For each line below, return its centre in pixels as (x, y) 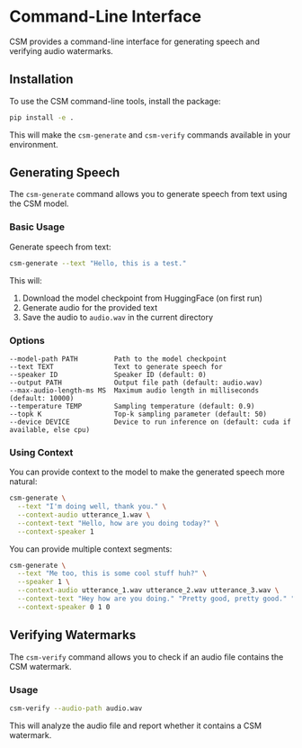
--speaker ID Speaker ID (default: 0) (108, 374)
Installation (41, 80)
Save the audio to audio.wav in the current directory (118, 317)
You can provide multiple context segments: (91, 549)
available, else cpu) (50, 429)
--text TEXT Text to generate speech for (116, 366)
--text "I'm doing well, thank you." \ (92, 507)
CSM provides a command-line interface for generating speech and (135, 41)
